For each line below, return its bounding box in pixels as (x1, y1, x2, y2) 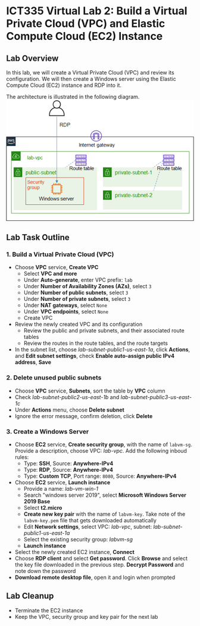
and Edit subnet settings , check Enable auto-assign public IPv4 (14, 353, 174, 360)
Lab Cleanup (6, 591, 54, 601)
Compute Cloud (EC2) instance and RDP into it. (6, 82, 122, 89)
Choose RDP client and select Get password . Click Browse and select (14, 555, 188, 562)
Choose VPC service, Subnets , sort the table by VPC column (14, 387, 165, 394)
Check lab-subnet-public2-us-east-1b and (14, 393, 120, 400)
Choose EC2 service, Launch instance (14, 478, 111, 486)
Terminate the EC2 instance (14, 606, 83, 614)
